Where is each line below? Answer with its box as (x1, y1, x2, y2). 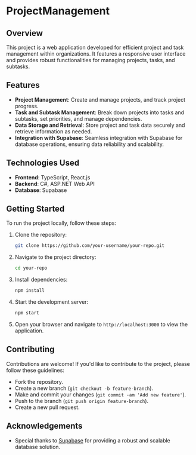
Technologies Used (6, 158, 79, 168)
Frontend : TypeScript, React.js (14, 173, 91, 181)
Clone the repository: (14, 231, 67, 239)
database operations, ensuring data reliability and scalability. (14, 141, 164, 148)
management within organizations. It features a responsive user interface (6, 50, 186, 57)
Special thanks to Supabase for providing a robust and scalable (14, 436, 171, 444)
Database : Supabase (14, 187, 67, 194)
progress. (14, 102, 39, 109)
